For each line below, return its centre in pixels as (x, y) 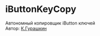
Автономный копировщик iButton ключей (50, 23)
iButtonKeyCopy (41, 9)
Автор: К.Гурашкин (26, 28)
